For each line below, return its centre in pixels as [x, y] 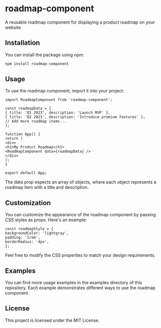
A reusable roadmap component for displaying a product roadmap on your [80, 22]
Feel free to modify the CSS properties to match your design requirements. [80, 255]
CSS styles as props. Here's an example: [46, 220]
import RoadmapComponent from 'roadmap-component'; [59, 100]
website [13, 27]
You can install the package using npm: [45, 55]
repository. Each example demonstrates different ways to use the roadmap [80, 288]
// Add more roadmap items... [36, 121]
